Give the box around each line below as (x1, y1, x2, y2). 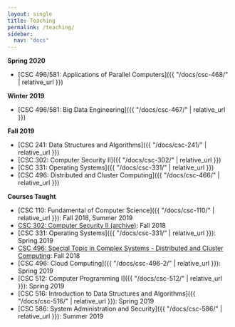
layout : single (7, 10, 53, 18)
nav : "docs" (14, 37, 50, 44)
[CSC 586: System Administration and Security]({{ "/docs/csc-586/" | (17, 304, 223, 313)
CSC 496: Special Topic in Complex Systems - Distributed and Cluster (17, 244, 224, 253)
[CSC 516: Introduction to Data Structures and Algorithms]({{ (17, 289, 196, 298)
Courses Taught (7, 192, 56, 201)
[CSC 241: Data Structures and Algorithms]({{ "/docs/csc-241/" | (17, 140, 207, 150)
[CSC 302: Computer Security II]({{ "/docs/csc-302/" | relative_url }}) (17, 156, 221, 165)
